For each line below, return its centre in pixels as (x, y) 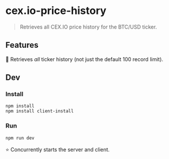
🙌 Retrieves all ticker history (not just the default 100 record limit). (84, 59)
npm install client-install (40, 111)
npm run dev (20, 138)
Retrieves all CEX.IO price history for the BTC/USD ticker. (88, 27)
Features (22, 45)
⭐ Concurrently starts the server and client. (58, 149)
